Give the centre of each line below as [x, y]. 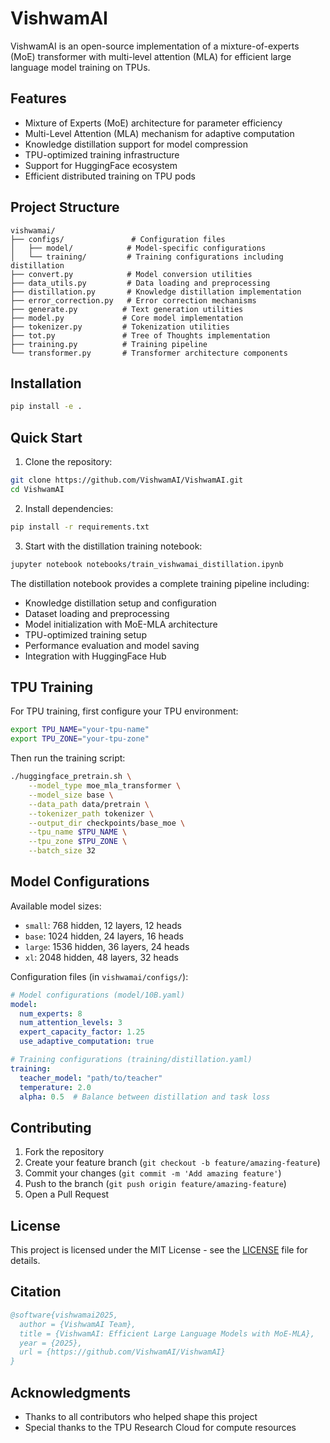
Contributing [51, 1127]
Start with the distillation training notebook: [113, 546]
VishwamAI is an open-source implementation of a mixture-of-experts [155, 46]
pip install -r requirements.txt [80, 527]
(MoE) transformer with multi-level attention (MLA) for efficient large [151, 56]
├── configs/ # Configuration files [118, 239]
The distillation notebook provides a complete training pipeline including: [160, 583]
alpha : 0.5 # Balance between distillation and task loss [145, 1097]
